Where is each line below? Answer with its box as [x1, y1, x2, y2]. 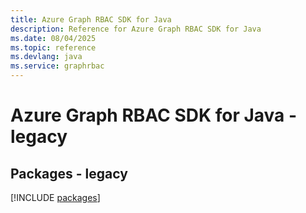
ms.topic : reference [10, 42, 97, 53]
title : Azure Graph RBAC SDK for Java [10, 14, 172, 25]
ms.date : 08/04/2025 [10, 33, 97, 43]
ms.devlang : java [10, 52, 83, 62]
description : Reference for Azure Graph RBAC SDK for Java [10, 24, 262, 34]
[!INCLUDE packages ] [10, 192, 101, 203]
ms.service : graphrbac [10, 61, 105, 71]
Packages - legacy [10, 165, 128, 182]
